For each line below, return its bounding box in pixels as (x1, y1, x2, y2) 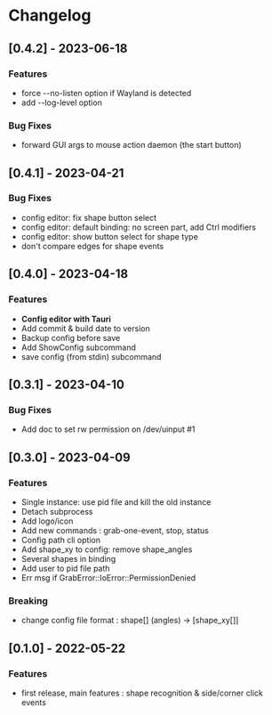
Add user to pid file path (20, 563, 110, 573)
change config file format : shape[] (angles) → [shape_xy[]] (20, 615, 239, 626)
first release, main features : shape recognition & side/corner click (20, 687, 263, 698)
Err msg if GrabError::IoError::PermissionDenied (20, 572, 196, 583)
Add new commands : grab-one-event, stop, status (20, 524, 210, 535)
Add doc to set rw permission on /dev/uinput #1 (20, 424, 196, 435)
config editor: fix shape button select (20, 212, 157, 223)
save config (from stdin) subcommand (20, 351, 162, 362)
